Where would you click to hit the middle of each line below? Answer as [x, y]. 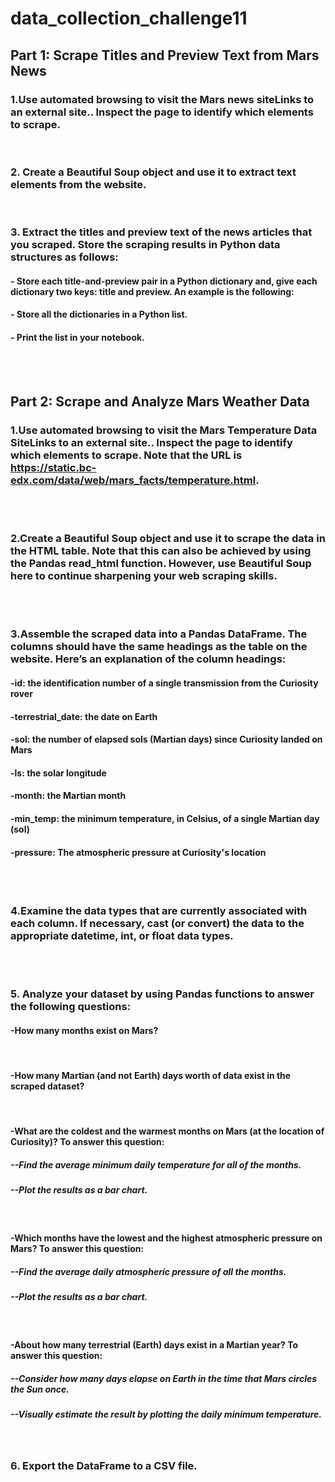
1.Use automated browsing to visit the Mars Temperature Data [164, 430]
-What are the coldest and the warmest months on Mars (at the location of [167, 1131]
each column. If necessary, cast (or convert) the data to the [157, 924]
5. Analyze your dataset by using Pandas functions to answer [162, 994]
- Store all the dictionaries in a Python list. [99, 314]
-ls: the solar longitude [58, 773]
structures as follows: [64, 257]
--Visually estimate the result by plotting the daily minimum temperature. [166, 1414]
